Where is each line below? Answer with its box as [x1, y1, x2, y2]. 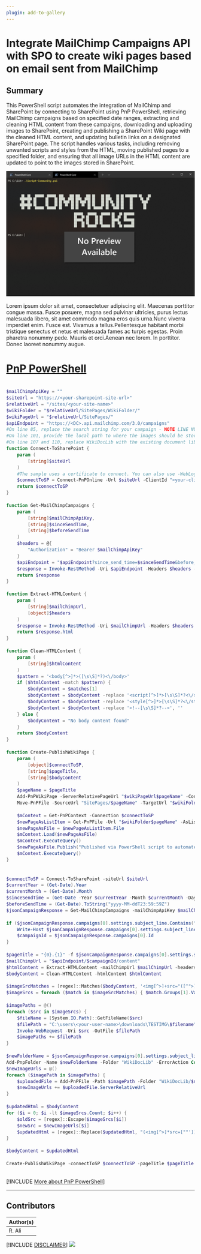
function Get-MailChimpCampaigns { [6, 502, 95, 508]
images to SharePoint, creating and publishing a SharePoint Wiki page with [6, 127, 190, 134]
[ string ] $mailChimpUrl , [28, 604, 87, 610]
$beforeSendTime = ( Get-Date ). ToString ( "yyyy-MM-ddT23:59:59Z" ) [6, 901, 170, 907]
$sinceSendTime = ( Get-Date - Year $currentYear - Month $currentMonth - [6, 895, 188, 901]
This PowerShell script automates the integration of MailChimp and [6, 101, 171, 109]
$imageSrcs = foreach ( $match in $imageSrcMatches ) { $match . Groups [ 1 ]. [6, 990, 191, 996]
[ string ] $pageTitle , [28, 768, 79, 774]
